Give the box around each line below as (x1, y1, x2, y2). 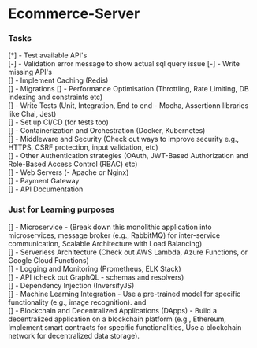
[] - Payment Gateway (8, 176, 80, 186)
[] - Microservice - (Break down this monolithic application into (8, 222, 212, 231)
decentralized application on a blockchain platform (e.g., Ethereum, (8, 314, 226, 324)
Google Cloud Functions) (8, 255, 89, 265)
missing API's (8, 68, 53, 77)
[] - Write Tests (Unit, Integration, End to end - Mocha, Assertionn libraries (8, 101, 249, 110)
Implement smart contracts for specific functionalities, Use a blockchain (8, 322, 242, 331)
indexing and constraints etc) (8, 92, 103, 102)
